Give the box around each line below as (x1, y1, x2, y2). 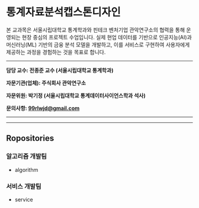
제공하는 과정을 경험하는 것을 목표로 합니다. (6, 48, 106, 55)
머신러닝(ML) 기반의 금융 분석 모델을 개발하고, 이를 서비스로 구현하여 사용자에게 (6, 41, 190, 48)
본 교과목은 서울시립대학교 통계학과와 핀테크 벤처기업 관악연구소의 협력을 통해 (6, 26, 185, 33)
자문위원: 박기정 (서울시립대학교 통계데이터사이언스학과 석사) (6, 92, 146, 99)
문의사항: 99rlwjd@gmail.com (6, 105, 80, 112)
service (14, 196, 34, 203)
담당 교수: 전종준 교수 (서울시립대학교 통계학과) (6, 67, 114, 74)
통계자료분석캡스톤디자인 (6, 5, 121, 19)
